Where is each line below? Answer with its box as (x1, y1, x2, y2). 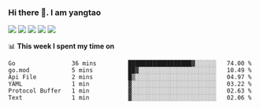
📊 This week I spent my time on (8, 42, 115, 51)
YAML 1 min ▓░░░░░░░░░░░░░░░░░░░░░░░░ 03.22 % (8, 80, 252, 89)
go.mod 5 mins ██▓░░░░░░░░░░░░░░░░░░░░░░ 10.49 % (8, 67, 252, 74)
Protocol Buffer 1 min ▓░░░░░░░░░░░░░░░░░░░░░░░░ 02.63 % (8, 87, 252, 95)
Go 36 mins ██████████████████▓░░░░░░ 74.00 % (8, 60, 252, 67)
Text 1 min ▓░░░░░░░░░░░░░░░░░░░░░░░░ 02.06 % (8, 94, 252, 102)
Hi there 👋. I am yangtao (8, 7, 102, 18)
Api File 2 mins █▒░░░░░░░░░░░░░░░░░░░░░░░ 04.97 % (8, 74, 252, 82)
